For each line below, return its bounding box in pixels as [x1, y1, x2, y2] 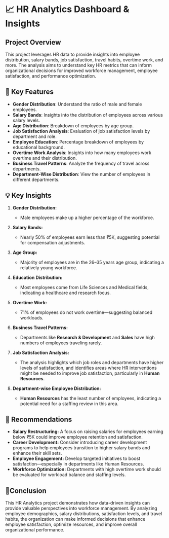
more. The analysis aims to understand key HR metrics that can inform [5, 62, 152, 68]
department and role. [12, 133, 57, 139]
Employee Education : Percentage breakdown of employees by [12, 138, 144, 145]
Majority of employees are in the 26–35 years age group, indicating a [20, 259, 164, 265]
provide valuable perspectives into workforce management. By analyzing [5, 505, 158, 512]
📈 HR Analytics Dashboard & [5, 4, 130, 15]
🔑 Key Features [5, 88, 54, 96]
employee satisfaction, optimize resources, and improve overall [5, 521, 137, 527]
